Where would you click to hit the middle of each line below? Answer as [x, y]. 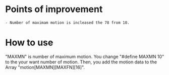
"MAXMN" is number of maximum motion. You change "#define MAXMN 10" [85, 56]
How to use [29, 43]
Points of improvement [54, 9]
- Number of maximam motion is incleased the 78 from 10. [67, 23]
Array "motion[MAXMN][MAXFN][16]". [45, 67]
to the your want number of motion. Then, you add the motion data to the [81, 62]
